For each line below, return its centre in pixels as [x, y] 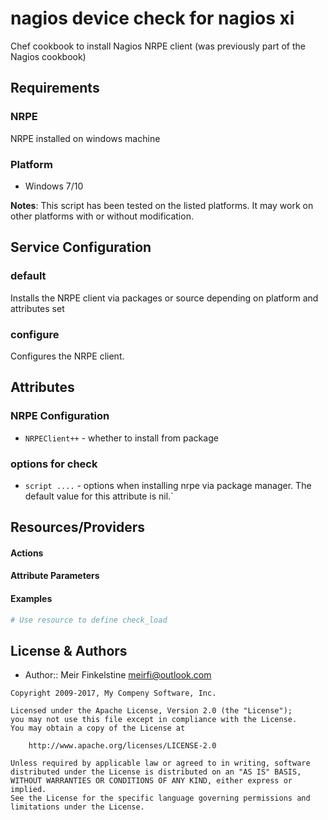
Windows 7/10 [54, 186]
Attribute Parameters [55, 576]
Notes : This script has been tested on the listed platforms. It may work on [162, 205]
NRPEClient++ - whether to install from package [121, 438]
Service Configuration [81, 247]
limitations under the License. [77, 807]
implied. [28, 790]
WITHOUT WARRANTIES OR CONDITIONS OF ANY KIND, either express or [151, 781]
